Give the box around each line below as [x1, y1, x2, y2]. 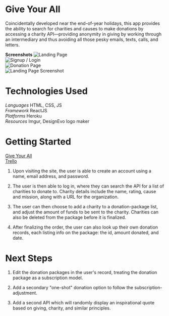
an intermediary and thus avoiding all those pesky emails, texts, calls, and [5, 36, 158, 42]
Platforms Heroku [5, 113, 42, 119]
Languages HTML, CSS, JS [5, 102, 62, 108]
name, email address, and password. [12, 173, 89, 179]
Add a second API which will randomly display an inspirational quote [12, 299, 155, 305]
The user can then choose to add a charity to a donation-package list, [12, 203, 158, 209]
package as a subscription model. [12, 275, 83, 281]
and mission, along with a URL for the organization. [12, 194, 119, 200]
